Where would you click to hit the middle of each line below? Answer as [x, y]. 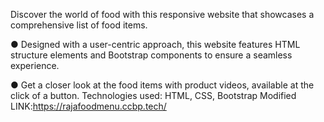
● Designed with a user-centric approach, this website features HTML [155, 44]
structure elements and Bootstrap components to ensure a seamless [151, 55]
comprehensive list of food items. [79, 25]
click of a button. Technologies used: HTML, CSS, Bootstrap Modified [153, 95]
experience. [35, 65]
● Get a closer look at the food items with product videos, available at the [162, 85]
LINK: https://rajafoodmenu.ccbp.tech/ [88, 106]
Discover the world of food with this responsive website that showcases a [162, 14]
